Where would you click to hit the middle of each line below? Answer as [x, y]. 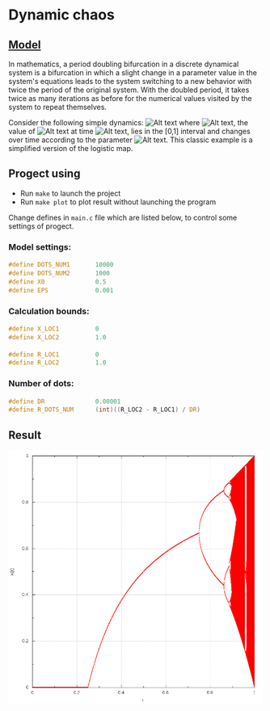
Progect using [44, 174]
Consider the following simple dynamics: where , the [129, 122]
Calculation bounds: [49, 311]
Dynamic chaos [62, 15]
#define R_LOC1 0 [54, 354]
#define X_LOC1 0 [54, 329]
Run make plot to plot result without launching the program [118, 202]
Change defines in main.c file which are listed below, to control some [123, 217]
